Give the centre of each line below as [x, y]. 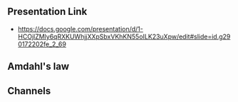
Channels [29, 91]
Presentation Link [47, 12]
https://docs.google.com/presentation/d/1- [81, 29]
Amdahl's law [38, 67]
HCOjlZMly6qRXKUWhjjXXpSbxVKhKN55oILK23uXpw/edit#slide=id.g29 [124, 36]
